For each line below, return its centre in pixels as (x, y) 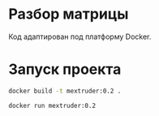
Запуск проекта (65, 69)
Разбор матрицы (69, 14)
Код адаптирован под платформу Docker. (80, 37)
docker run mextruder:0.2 (52, 105)
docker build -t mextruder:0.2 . (65, 91)
